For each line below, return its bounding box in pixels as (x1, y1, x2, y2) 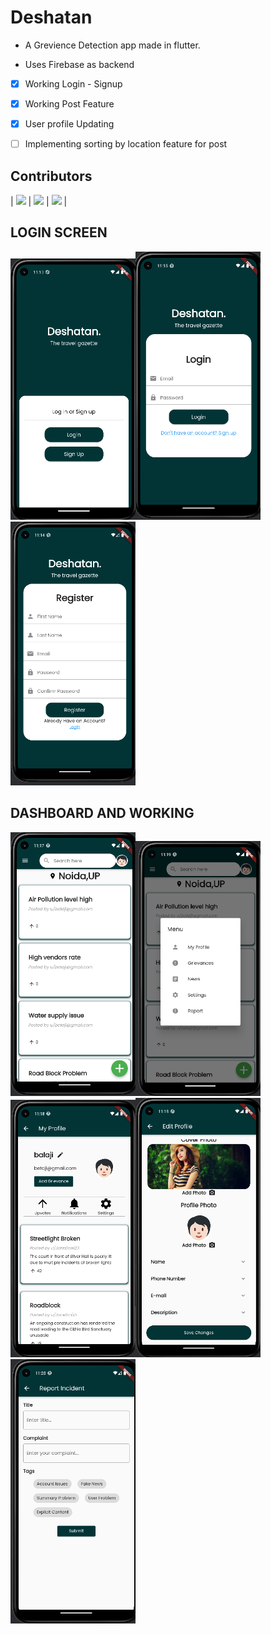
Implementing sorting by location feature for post (24, 138, 228, 150)
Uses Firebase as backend (24, 58, 135, 70)
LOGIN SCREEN (10, 224, 108, 241)
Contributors (10, 167, 93, 185)
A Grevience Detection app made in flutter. (24, 39, 201, 51)
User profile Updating (24, 118, 115, 130)
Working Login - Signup (24, 77, 123, 90)
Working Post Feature (24, 98, 115, 110)
